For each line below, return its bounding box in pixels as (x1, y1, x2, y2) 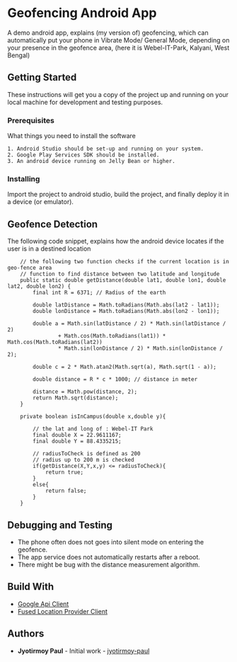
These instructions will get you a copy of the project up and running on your (7, 90, 229, 98)
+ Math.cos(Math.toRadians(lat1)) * (57, 333, 166, 340)
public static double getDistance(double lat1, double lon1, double (20, 277, 226, 284)
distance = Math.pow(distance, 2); (33, 388, 138, 396)
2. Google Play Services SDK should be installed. (7, 152, 160, 159)
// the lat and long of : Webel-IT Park (33, 426, 154, 433)
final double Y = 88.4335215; (33, 438, 122, 445)
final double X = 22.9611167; (33, 432, 122, 439)
